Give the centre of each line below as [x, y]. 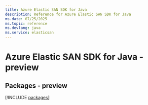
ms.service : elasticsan [30, 33]
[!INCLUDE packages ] [27, 97]
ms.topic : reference [26, 23]
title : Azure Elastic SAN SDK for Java [46, 10]
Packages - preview [36, 86]
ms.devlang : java [23, 28]
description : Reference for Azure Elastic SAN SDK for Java [68, 14]
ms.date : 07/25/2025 [26, 19]
